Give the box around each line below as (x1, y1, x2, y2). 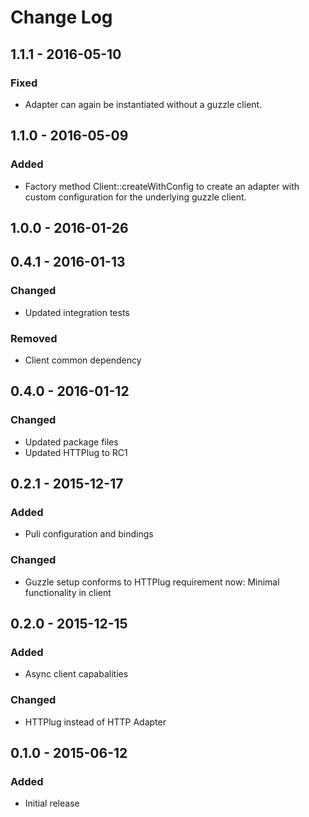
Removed (10, 331, 58, 345)
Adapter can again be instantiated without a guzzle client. (24, 98, 263, 110)
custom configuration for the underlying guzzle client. (24, 191, 247, 203)
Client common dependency (24, 354, 142, 366)
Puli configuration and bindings (24, 528, 154, 540)
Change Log (10, 6, 113, 29)
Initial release (24, 797, 80, 810)
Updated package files (24, 436, 119, 448)
